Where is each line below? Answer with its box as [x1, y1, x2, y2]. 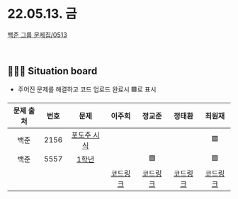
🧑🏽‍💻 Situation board [7, 65, 98, 77]
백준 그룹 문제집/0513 [7, 30, 67, 39]
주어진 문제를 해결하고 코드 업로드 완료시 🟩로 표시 [17, 85, 157, 93]
